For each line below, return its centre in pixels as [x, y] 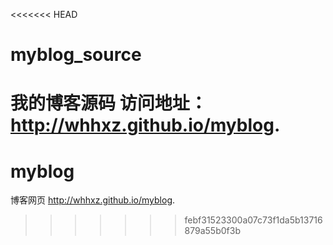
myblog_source [76, 55]
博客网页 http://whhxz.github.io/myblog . [93, 200]
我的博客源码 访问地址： [109, 103]
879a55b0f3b [212, 231]
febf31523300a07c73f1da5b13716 [253, 220]
